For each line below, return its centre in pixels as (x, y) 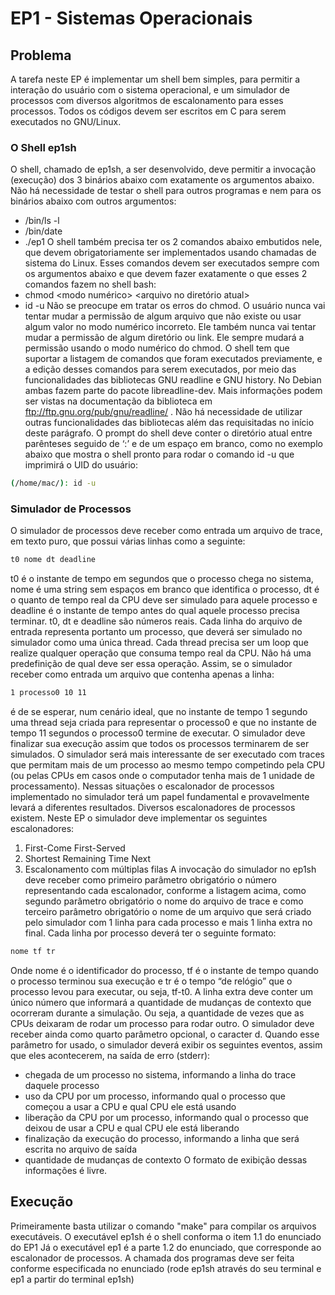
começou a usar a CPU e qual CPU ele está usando (130, 1107)
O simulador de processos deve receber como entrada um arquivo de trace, (166, 531)
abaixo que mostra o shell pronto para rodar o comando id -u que (159, 454)
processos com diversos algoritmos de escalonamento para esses (147, 100)
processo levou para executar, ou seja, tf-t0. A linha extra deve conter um (162, 992)
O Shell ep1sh (43, 147)
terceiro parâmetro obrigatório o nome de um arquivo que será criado (168, 912)
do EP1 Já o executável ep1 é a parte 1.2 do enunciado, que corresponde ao (166, 1247)
